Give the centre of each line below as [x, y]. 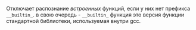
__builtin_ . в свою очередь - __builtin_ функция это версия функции [95, 15]
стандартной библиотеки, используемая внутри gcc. [74, 21]
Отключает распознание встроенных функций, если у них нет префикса [98, 9]
